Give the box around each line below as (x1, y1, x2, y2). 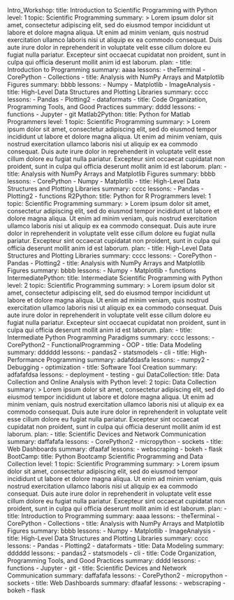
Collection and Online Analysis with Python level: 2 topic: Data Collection (7, 378, 217, 386)
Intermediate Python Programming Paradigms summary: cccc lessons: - (7, 333, 215, 342)
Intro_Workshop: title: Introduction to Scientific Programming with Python (7, 6, 218, 14)
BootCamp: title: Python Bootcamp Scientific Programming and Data (7, 452, 204, 461)
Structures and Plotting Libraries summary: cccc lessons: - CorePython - (7, 251, 217, 260)
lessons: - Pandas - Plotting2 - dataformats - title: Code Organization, (7, 95, 208, 104)
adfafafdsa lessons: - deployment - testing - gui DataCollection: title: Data (7, 370, 220, 379)
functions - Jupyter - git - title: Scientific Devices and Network (7, 564, 187, 572)
